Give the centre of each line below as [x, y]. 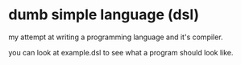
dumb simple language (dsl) [104, 15]
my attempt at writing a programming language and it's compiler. [116, 37]
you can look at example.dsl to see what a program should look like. [121, 52]
